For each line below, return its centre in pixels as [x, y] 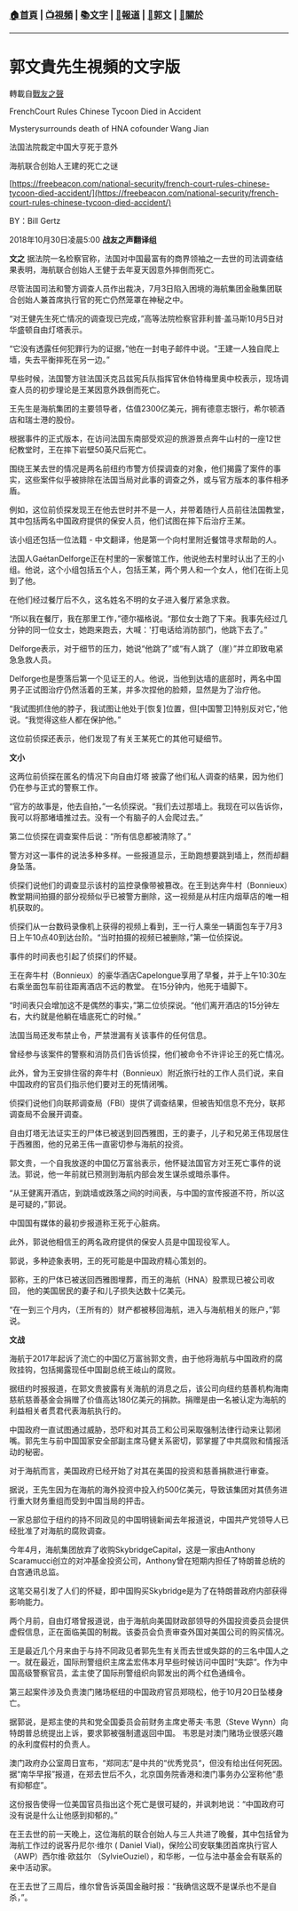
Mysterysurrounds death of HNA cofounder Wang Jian [109, 129]
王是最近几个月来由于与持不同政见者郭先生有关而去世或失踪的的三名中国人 [145, 1651]
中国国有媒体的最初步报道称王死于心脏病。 [87, 1223]
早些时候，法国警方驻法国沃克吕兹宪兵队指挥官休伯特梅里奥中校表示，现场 [145, 379]
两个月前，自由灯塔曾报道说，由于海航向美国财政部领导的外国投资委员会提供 [149, 1621]
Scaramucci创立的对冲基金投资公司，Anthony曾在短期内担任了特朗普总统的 [147, 1561]
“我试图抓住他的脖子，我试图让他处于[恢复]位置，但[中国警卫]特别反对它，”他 [149, 708]
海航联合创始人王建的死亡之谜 [63, 166]
